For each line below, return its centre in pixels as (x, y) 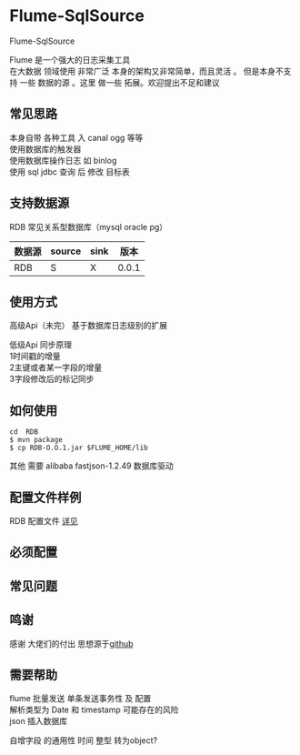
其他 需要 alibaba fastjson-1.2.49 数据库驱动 (92, 466)
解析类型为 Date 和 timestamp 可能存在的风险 (94, 710)
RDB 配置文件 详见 (44, 521)
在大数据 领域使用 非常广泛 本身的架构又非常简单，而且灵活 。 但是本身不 (146, 71)
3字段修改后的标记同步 (52, 379)
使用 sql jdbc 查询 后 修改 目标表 (70, 171)
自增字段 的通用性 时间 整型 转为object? (84, 740)
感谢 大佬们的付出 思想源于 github (71, 643)
